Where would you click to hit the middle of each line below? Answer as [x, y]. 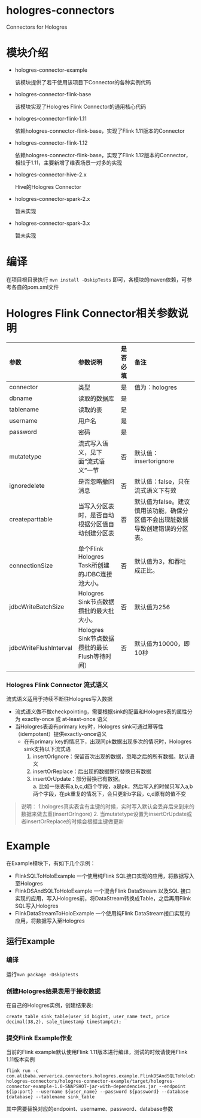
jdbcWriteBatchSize [37, 606]
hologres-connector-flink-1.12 [51, 143]
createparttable [31, 519]
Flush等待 [92, 656]
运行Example [31, 941]
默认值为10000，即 [162, 643]
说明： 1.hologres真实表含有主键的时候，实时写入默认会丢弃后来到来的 [108, 807]
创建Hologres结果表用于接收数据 [54, 991]
